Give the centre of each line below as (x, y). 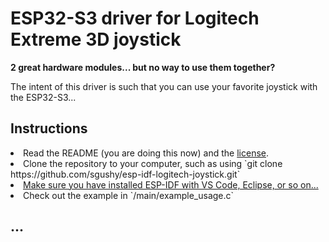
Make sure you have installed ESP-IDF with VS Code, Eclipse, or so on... (171, 184)
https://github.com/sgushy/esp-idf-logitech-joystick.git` (125, 174)
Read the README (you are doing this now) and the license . (146, 153)
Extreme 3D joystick (96, 39)
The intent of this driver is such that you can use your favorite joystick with (164, 86)
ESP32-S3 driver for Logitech (135, 18)
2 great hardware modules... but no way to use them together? (143, 67)
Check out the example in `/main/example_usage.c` (129, 195)
